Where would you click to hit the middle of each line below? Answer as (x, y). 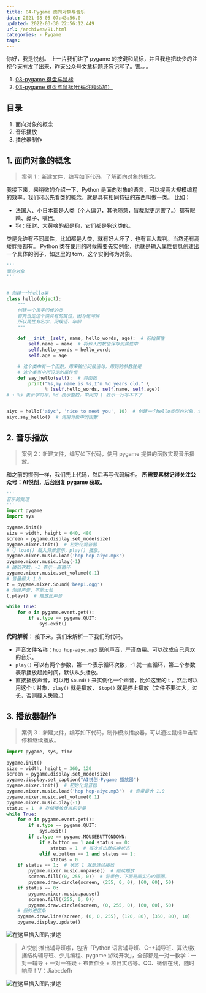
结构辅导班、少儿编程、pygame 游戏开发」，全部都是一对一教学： (109, 955)
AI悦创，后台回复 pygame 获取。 (64, 482)
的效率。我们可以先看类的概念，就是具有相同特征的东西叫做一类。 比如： (98, 197)
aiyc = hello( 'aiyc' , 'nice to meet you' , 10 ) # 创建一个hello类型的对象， (102, 412)
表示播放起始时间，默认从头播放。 (58, 672)
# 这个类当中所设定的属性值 (48, 372)
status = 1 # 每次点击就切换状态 (90, 848)
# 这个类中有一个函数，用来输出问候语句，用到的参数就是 (80, 366)
